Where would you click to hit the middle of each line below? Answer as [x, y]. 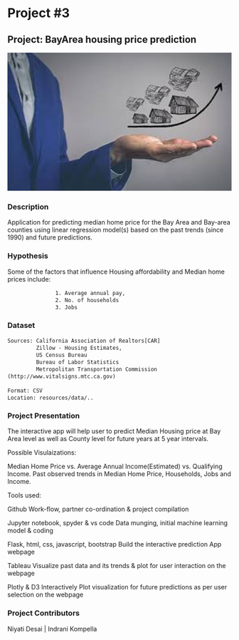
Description [28, 207]
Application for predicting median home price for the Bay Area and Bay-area [119, 222]
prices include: [29, 279]
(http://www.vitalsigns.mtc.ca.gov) [62, 377]
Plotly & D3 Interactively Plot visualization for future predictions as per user [117, 587]
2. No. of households [87, 300]
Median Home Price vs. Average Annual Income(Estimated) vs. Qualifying [115, 466]
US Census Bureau [62, 355]
